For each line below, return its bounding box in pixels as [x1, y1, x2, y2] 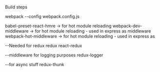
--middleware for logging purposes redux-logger [5, 52, 103, 58]
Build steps [5, 4, 28, 10]
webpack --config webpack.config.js [5, 14, 80, 19]
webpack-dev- [112, 23, 142, 29]
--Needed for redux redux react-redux [5, 43, 82, 48]
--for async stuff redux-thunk [5, 62, 64, 67]
